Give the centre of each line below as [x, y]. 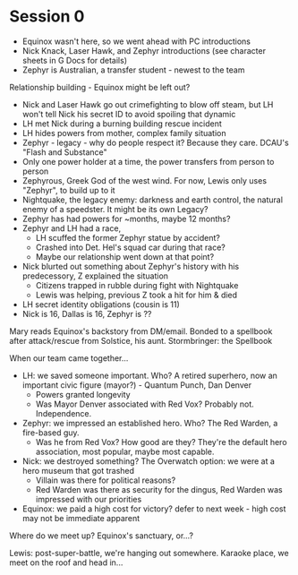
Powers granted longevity [83, 394]
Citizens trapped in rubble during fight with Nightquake [137, 285]
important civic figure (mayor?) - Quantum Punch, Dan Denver [137, 385]
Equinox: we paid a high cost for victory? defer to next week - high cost [154, 509]
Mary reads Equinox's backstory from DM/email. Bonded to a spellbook [141, 331]
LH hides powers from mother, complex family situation [124, 133]
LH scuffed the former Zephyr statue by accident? [128, 237]
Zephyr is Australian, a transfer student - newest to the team [133, 70]
